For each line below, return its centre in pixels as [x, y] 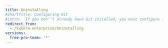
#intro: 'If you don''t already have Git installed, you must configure [82, 19]
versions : [15, 33]
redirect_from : [21, 24]
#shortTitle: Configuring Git [37, 14]
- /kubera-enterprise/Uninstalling [47, 28]
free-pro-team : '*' [30, 38]
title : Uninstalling [27, 10]
